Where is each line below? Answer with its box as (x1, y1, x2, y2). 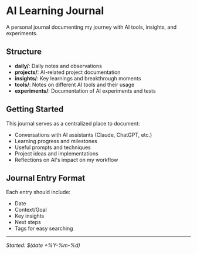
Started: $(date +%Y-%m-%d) (6, 242, 80, 249)
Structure (6, 47, 42, 57)
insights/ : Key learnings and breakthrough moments (14, 74, 141, 82)
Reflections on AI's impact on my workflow (14, 156, 118, 163)
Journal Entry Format (6, 173, 86, 183)
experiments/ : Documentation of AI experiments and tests (14, 87, 157, 94)
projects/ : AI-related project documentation (14, 69, 121, 76)
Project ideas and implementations (14, 150, 98, 157)
